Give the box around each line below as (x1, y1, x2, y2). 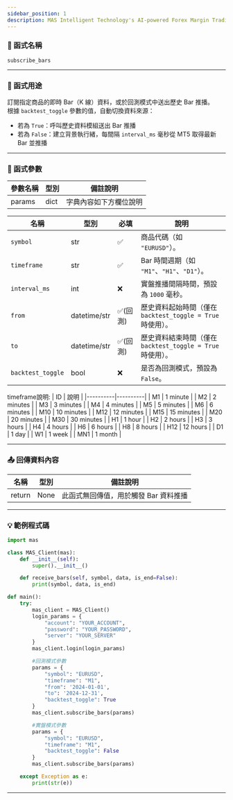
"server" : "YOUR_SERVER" (44, 632, 116, 639)
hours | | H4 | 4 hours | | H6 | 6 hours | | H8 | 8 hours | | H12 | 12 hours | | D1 (7, 423, 224, 431)
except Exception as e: (19, 773, 89, 781)
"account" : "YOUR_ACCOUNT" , (44, 619, 126, 627)
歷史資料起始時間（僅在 (141, 303, 218, 312)
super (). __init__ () (32, 562, 89, 569)
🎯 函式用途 (7, 80, 43, 90)
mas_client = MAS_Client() (32, 606, 110, 613)
